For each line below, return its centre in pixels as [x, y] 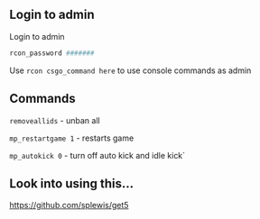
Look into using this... [72, 183]
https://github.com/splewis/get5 [69, 205]
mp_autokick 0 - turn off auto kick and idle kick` [97, 155]
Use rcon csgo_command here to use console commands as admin [130, 70]
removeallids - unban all [55, 120]
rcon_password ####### [52, 53]
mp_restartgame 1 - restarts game [72, 138]
